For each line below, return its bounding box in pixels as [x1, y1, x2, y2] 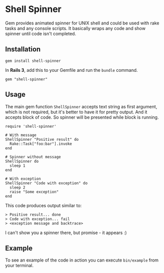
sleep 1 [9, 163, 26, 168]
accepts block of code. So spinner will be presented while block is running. [5, 114, 159, 120]
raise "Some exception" [9, 189, 59, 194]
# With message [5, 132, 37, 138]
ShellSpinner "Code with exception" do [5, 181, 88, 186]
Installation [5, 45, 41, 53]
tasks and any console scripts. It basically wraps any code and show [5, 25, 146, 31]
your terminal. [5, 263, 34, 269]
